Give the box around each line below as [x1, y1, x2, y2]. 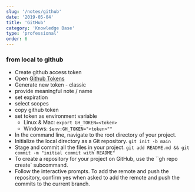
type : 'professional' [6, 31, 60, 37]
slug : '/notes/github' [6, 8, 62, 15]
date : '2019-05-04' [6, 14, 54, 20]
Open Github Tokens [14, 75, 65, 82]
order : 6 [6, 36, 28, 42]
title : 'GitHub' [6, 19, 46, 25]
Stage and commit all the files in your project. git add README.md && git [14, 144, 190, 151]
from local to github [6, 55, 64, 64]
